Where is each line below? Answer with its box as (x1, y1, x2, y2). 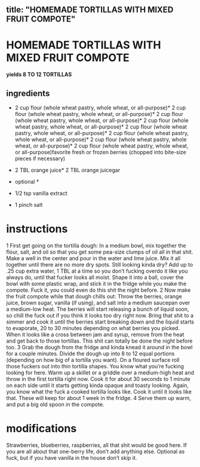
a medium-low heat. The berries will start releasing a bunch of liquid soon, (6, 305, 189, 313)
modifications (6, 422, 77, 435)
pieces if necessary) (14, 155, 66, 162)
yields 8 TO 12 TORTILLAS (6, 71, 72, 78)
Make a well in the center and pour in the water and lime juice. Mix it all (6, 254, 181, 262)
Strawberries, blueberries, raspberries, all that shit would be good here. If (6, 441, 187, 448)
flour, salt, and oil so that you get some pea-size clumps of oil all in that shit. (6, 248, 193, 255)
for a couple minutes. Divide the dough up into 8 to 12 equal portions (6, 350, 175, 357)
